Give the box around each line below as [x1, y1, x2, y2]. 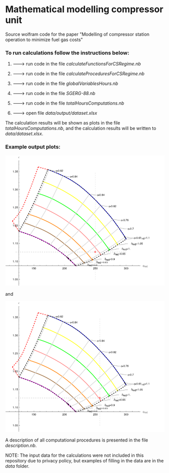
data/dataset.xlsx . [5, 131, 44, 137]
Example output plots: [5, 143, 61, 150]
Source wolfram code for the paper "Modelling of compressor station [5, 31, 150, 37]
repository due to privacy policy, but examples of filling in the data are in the [5, 457, 164, 463]
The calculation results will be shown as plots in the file [5, 120, 120, 126]
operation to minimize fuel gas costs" [5, 37, 83, 43]
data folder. [5, 463, 29, 469]
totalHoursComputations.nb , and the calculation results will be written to [5, 125, 156, 132]
